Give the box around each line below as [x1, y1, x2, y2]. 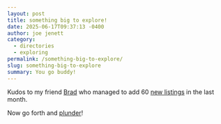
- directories [13, 42, 54, 49]
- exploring [13, 49, 49, 56]
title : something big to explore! [7, 17, 108, 24]
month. [7, 95, 28, 103]
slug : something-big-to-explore [7, 62, 101, 69]
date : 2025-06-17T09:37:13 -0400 [7, 23, 105, 30]
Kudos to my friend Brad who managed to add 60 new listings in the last [7, 88, 215, 96]
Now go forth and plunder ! [7, 109, 84, 117]
